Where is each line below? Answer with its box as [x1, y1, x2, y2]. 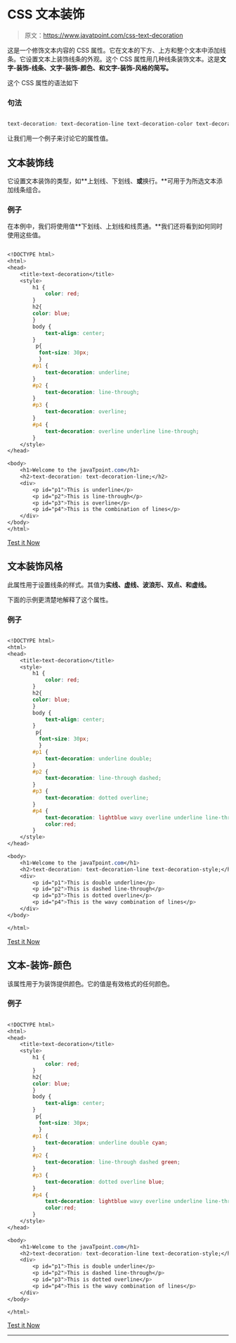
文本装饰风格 [7, 560, 63, 572]
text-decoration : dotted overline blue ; [44, 1178, 165, 1185]
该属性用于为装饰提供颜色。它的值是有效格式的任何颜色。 [7, 979, 173, 988]
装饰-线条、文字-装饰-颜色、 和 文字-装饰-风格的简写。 [16, 63, 173, 72]
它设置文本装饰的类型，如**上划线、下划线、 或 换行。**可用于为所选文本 [7, 177, 217, 185]
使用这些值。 [7, 231, 44, 239]
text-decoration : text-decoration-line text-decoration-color [7, 120, 193, 127]
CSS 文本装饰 [7, 6, 86, 23]
